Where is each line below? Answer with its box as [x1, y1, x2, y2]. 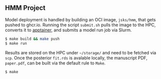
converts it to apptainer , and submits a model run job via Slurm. [5, 27, 132, 33]
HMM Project [5, 4, 46, 12]
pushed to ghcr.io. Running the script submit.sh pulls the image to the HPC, [5, 22, 156, 28]
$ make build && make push [5, 36, 60, 41]
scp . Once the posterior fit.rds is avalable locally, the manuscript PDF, [5, 55, 147, 61]
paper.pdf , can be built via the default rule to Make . [5, 60, 106, 66]
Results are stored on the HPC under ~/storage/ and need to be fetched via [5, 49, 157, 55]
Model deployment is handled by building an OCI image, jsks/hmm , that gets [5, 16, 156, 22]
